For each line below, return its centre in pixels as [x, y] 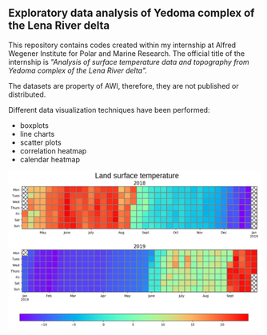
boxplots [34, 125]
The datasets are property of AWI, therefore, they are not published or [124, 86]
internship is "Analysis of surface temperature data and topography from [129, 62]
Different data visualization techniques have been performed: [109, 110]
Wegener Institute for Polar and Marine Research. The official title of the [127, 53]
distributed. [27, 94]
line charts [37, 134]
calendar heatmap [50, 159]
